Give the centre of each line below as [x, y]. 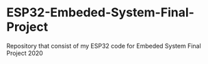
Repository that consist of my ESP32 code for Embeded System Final [104, 46]
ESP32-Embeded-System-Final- [100, 13]
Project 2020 [25, 53]
